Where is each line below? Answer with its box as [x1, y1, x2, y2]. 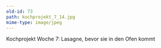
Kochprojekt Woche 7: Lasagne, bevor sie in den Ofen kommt [6, 36, 156, 43]
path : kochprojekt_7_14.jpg [6, 14, 76, 20]
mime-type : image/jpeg [6, 19, 62, 25]
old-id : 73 [6, 8, 33, 15]
